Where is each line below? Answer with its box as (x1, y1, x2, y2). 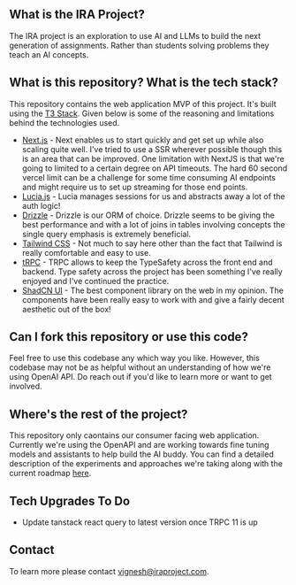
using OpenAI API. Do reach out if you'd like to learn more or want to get (9, 372, 272, 382)
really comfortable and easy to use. (21, 247, 152, 258)
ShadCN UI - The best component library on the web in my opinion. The (21, 285, 285, 296)
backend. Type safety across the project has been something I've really (21, 266, 283, 277)
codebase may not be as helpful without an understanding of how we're (9, 362, 271, 373)
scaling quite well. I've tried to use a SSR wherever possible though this (21, 143, 283, 154)
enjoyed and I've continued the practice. (21, 275, 170, 286)
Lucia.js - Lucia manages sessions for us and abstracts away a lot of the (21, 190, 285, 202)
